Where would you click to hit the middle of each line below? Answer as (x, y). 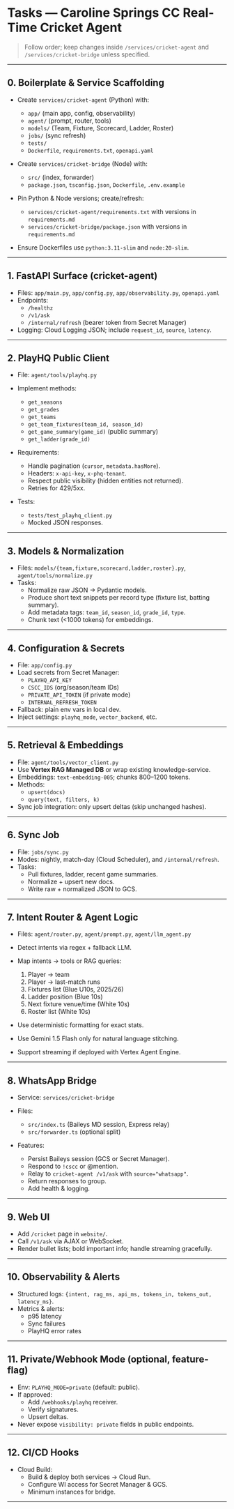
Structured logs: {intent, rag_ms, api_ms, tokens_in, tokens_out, (115, 1294)
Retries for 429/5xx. (56, 488)
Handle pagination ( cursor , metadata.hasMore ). (94, 466)
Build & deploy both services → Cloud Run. (89, 1477)
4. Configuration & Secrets (66, 648)
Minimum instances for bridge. (72, 1492)
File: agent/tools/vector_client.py (68, 762)
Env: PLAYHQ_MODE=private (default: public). (79, 1387)
